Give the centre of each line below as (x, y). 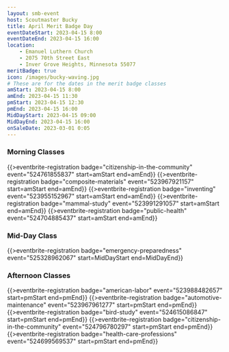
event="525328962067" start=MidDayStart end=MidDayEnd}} (95, 257)
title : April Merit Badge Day (50, 26)
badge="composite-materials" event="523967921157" (117, 181)
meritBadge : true (32, 71)
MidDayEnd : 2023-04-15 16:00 (49, 122)
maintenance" (27, 305)
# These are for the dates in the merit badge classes (87, 84)
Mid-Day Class (32, 236)
